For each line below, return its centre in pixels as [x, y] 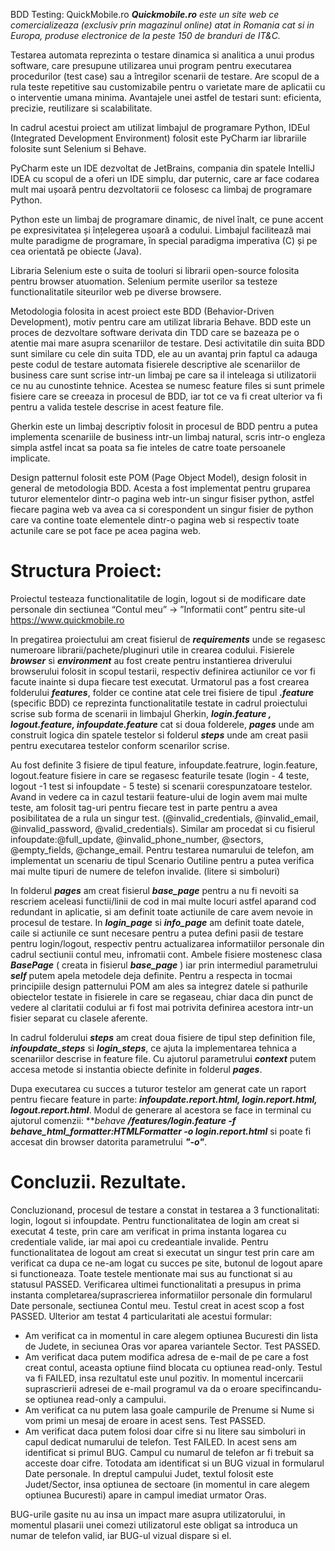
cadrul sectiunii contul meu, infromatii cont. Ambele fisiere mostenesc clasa [166, 954]
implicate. [30, 458]
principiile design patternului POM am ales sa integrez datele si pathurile [159, 986]
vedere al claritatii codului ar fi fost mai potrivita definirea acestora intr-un [162, 1007]
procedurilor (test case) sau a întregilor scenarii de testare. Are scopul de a [165, 76]
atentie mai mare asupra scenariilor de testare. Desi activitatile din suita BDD [167, 343]
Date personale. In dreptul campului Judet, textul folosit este [149, 1473]
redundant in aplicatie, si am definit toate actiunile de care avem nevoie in [162, 911]
